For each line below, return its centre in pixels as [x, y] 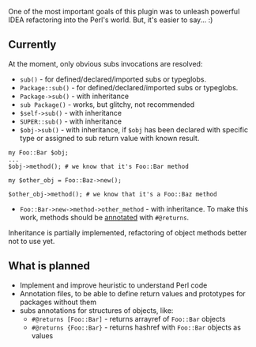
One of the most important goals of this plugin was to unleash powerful [124, 11]
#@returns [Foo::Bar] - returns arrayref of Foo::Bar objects [128, 318]
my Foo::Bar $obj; [38, 153]
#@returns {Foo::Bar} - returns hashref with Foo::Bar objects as [136, 327]
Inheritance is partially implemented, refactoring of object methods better [128, 232]
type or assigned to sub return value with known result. [109, 138]
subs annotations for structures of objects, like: [96, 310]
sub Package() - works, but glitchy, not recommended [107, 104]
